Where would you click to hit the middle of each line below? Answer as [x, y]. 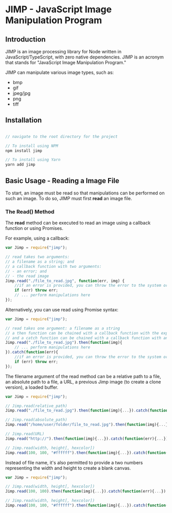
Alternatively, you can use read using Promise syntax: [62, 309]
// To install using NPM [32, 146]
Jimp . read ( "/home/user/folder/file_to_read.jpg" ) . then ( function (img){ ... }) [88, 425]
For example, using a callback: [37, 238]
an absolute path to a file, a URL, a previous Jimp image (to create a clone [83, 382]
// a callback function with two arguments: [53, 266]
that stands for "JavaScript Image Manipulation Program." [66, 62]
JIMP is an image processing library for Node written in [63, 52]
